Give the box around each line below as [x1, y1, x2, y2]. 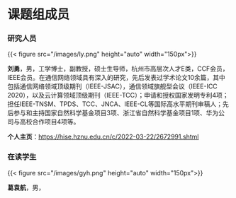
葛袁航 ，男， [7, 183, 45, 192]
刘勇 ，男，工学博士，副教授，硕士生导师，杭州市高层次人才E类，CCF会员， [7, 64, 229, 73]
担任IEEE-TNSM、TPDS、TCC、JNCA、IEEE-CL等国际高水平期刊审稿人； [7, 100, 223, 108]
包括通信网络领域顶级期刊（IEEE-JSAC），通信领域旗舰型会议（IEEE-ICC [7, 82, 218, 91]
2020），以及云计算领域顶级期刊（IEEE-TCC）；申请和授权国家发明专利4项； [7, 91, 229, 100]
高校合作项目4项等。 [19, 117, 80, 126]
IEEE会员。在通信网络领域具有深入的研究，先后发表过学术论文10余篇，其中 [7, 74, 225, 82]
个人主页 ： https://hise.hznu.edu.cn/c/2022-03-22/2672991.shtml [7, 132, 199, 141]
